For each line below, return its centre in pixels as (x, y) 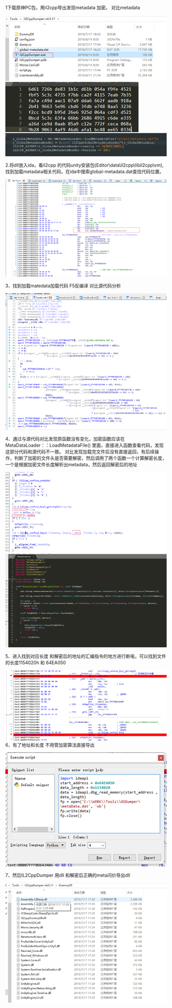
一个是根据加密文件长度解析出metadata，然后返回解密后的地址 (71, 464)
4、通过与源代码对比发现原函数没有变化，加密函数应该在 (65, 438)
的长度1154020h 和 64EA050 (36, 662)
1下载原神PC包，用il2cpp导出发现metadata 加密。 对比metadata (73, 7)
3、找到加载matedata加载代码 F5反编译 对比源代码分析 (63, 286)
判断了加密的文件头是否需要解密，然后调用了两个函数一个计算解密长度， (90, 458)
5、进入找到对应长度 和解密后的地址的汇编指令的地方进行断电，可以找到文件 (86, 656)
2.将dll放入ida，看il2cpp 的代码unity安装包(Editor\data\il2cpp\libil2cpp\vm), (84, 165)
